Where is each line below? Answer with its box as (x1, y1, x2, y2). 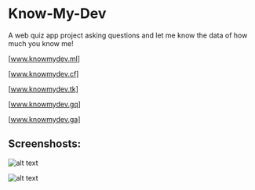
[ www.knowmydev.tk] (8, 84, 78, 94)
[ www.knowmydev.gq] (8, 99, 81, 109)
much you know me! (8, 38, 74, 48)
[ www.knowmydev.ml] (8, 54, 81, 63)
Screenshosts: (8, 138, 82, 151)
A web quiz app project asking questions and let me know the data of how (8, 30, 248, 40)
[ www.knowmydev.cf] (8, 69, 79, 78)
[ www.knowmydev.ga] (8, 114, 81, 124)
